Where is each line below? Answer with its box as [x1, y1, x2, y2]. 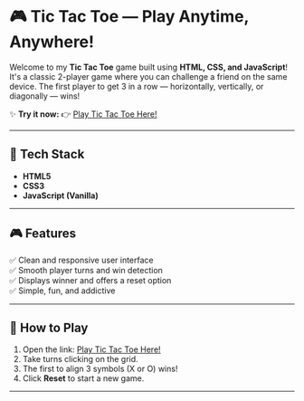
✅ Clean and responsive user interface [9, 254, 154, 265]
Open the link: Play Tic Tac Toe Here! [22, 344, 161, 355]
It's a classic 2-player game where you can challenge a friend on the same [9, 71, 288, 81]
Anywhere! [9, 32, 95, 53]
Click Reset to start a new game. [22, 373, 145, 384]
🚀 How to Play [9, 320, 89, 335]
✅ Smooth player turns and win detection [9, 264, 163, 275]
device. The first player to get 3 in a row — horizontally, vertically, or [9, 81, 264, 91]
